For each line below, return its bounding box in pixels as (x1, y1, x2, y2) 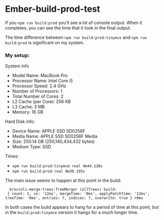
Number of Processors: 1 (12, 88, 63, 94)
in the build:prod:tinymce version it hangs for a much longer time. (5, 210, 139, 216)
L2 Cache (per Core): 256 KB (12, 99, 71, 105)
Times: (5, 153, 19, 159)
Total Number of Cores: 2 (12, 93, 64, 99)
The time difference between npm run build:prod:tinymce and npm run (5, 34, 147, 40)
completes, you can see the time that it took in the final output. (5, 25, 131, 30)
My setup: (5, 52, 30, 58)
